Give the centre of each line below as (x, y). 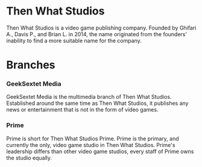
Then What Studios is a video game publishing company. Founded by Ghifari (101, 28)
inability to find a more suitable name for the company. (74, 40)
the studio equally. (29, 157)
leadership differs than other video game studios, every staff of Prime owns (100, 151)
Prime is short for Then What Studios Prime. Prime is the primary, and (93, 138)
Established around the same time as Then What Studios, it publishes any (97, 103)
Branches (31, 65)
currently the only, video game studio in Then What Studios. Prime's (91, 145)
